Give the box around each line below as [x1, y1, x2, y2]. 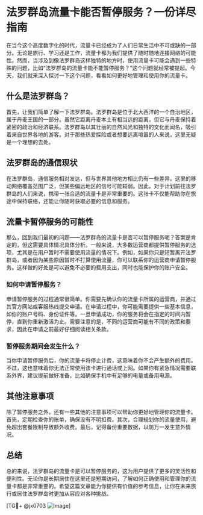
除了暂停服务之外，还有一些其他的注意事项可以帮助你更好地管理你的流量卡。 [6, 408, 196, 416]
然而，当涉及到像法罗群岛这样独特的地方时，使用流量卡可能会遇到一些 [16, 57, 191, 64]
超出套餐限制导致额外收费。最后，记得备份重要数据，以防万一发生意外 [11, 423, 186, 431]
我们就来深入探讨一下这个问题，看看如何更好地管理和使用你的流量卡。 [16, 72, 191, 79]
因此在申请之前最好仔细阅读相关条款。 [16, 325, 112, 332]
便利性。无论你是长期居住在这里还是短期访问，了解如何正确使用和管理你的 [6, 475, 191, 482]
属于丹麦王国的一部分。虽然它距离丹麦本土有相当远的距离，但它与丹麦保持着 [6, 116, 196, 123]
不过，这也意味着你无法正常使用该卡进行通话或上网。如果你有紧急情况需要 [6, 364, 191, 371]
